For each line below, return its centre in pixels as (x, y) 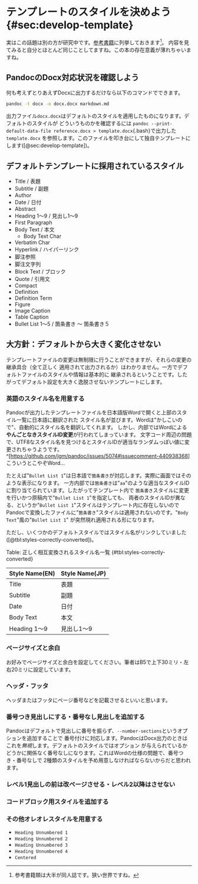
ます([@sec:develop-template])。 (52, 146)
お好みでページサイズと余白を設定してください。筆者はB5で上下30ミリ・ (95, 662)
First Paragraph (34, 222)
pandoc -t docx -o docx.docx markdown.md (58, 104)
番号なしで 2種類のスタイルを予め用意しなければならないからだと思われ (104, 760)
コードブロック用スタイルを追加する (57, 801)
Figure (22, 305)
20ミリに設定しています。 (42, 669)
